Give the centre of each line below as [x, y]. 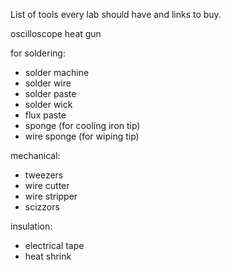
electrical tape [54, 245]
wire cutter [47, 185]
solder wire [48, 83]
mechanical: [35, 155]
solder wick [48, 104]
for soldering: [38, 53]
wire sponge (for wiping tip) [82, 136]
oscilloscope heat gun [56, 33]
